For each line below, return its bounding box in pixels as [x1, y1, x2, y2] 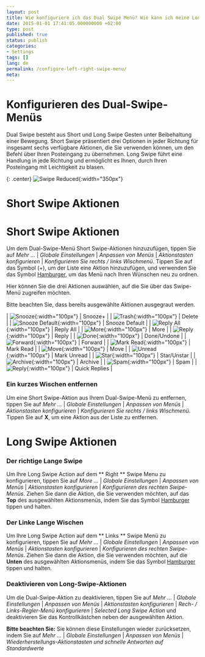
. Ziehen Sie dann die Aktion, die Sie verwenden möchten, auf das [23, 490, 189, 497]
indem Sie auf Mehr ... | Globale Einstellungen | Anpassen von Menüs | [6, 631, 184, 639]
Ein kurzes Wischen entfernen [6, 380, 98, 389]
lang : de [6, 60, 29, 66]
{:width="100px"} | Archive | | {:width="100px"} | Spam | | [31, 358, 197, 365]
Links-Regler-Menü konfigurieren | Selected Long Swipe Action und [6, 606, 177, 614]
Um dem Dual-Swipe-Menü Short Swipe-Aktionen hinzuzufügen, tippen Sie [6, 245, 196, 252]
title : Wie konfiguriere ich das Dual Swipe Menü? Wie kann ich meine [6, 15, 190, 21]
